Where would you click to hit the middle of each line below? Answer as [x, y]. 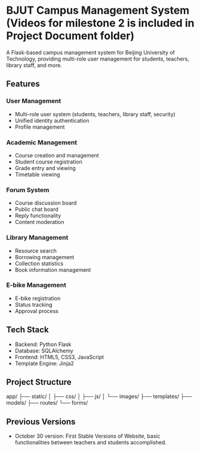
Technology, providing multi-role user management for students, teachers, [98, 59]
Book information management [53, 269]
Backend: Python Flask [43, 344]
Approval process [36, 311]
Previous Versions [41, 422]
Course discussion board [46, 203]
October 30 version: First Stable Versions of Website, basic [87, 436]
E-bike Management [36, 285]
